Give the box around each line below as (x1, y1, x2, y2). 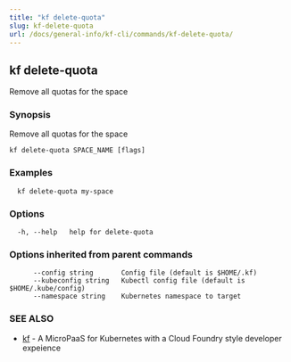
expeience (21, 342, 62, 353)
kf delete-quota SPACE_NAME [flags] (9, 146, 145, 155)
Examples (9, 167, 54, 179)
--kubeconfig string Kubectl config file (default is (32, 276, 245, 285)
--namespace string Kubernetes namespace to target (32, 292, 242, 301)
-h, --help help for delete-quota (17, 228, 154, 237)
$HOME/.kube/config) (9, 284, 87, 293)
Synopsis (9, 109, 51, 121)
